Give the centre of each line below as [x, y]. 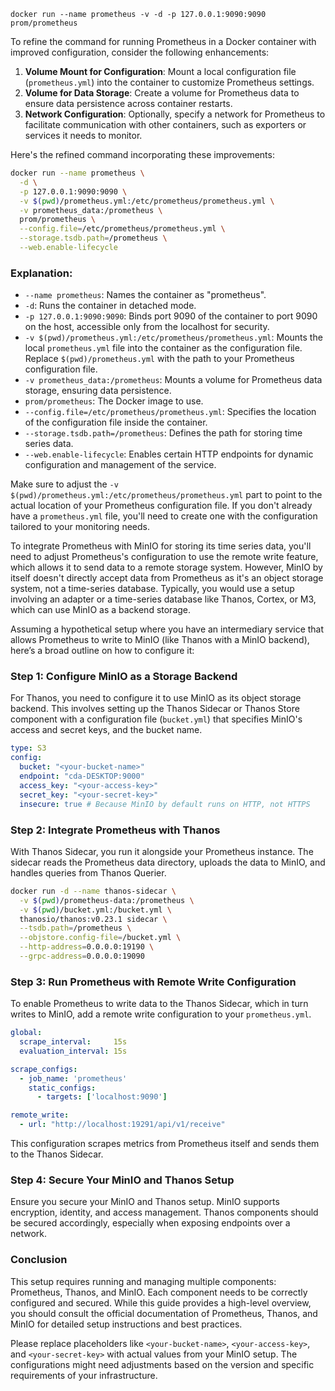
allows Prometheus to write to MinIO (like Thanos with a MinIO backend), [160, 640]
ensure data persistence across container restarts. [128, 103]
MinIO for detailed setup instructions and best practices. [126, 1324]
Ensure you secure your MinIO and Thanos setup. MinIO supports [145, 1202]
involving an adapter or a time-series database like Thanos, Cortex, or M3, [163, 599]
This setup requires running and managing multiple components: [143, 1281]
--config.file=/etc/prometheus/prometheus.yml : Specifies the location [170, 412]
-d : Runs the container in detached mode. [110, 306]
